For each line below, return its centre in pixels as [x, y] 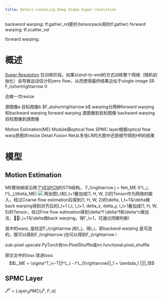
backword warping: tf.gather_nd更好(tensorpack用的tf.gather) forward [75, 24]
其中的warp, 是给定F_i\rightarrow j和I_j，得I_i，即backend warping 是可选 [79, 228]
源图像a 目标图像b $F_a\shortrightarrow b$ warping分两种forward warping [80, 107]
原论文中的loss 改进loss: [29, 255]
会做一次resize [20, 96]
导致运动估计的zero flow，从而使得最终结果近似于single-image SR [88, 80]
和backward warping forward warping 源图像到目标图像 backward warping [80, 113]
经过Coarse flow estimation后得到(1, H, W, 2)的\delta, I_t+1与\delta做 [82, 199]
